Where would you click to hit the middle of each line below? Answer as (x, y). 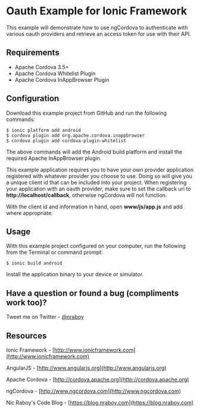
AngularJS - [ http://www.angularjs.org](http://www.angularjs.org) (86, 368)
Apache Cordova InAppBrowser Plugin (62, 79)
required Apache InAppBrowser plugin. (54, 158)
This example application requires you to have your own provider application (100, 170)
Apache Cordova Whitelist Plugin (55, 73)
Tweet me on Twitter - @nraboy (45, 317)
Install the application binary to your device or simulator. (75, 274)
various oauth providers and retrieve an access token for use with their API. (99, 33)
